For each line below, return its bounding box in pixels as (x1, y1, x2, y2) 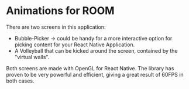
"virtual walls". (14, 53, 50, 60)
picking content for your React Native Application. (14, 41, 135, 48)
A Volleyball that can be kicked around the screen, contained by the (14, 47, 178, 54)
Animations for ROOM (6, 4, 115, 18)
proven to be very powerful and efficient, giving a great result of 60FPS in (6, 71, 184, 78)
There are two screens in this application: (6, 23, 106, 30)
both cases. (6, 77, 35, 84)
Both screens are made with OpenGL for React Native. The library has (6, 64, 174, 71)
